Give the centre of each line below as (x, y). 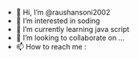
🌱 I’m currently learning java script (73, 29)
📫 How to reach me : (51, 47)
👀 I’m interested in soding (58, 21)
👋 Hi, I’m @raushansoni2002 (63, 12)
